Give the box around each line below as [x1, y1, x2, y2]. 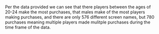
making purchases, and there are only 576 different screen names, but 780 [5, 14, 155, 20]
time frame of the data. [5, 24, 51, 30]
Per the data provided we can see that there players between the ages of [5, 4, 151, 10]
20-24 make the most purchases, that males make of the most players [5, 9, 145, 15]
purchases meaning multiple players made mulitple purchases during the [5, 19, 151, 25]
